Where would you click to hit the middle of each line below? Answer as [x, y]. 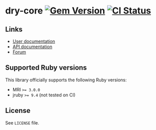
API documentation [32, 47]
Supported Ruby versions [46, 68]
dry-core [24, 11]
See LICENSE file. [22, 122]
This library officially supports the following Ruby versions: [66, 80]
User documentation [34, 41]
